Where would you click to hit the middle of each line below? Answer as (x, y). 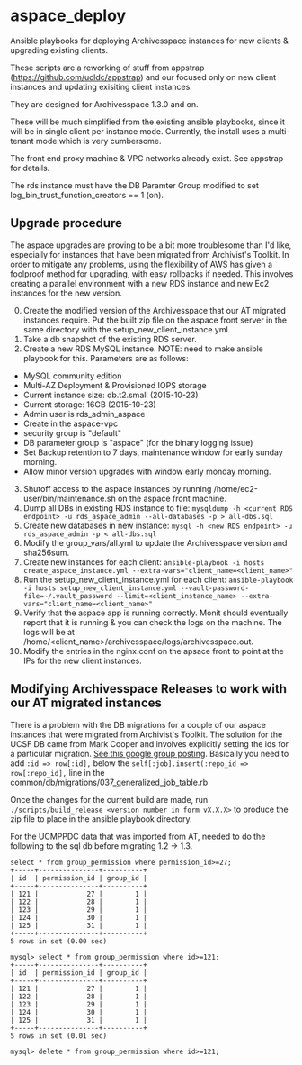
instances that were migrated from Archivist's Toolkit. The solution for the (147, 734)
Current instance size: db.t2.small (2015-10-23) (111, 395)
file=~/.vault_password (68, 596)
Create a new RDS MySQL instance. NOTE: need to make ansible (143, 349)
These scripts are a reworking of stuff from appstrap (107, 68)
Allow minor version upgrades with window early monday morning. (147, 471)
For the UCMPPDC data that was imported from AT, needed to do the (138, 836)
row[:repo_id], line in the (58, 772)
